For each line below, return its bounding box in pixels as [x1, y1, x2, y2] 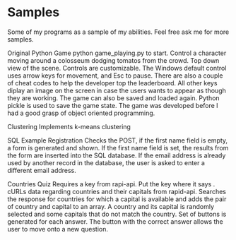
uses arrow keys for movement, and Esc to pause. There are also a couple [7, 71, 224, 80]
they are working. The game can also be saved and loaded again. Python [7, 93, 220, 102]
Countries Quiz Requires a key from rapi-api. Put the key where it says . [7, 179, 216, 188]
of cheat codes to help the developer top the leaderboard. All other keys [7, 78, 218, 87]
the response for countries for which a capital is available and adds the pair [7, 195, 227, 203]
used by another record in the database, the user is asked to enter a [7, 158, 205, 167]
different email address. [7, 166, 76, 174]
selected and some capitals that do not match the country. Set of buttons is [7, 210, 227, 218]
